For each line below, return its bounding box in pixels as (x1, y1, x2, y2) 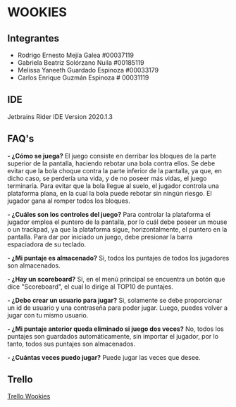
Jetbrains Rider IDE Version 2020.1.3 (7, 112, 113, 120)
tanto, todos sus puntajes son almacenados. (7, 339, 136, 348)
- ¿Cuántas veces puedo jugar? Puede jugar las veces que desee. (7, 353, 201, 361)
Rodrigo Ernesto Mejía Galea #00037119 (17, 51, 134, 59)
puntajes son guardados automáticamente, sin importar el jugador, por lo (7, 332, 219, 340)
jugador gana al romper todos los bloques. (7, 196, 130, 205)
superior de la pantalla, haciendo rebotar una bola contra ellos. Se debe (7, 159, 216, 168)
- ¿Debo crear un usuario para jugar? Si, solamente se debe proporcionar (7, 296, 223, 304)
